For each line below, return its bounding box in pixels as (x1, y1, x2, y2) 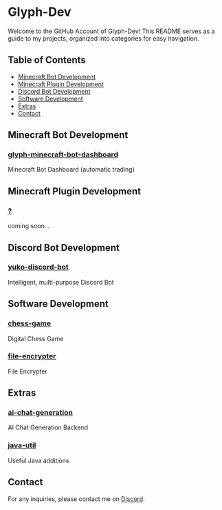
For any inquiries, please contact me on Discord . (8, 494, 145, 503)
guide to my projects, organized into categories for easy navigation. (8, 34, 200, 42)
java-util (8, 440, 36, 450)
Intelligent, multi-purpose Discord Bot (8, 278, 114, 286)
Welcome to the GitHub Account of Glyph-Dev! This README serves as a (8, 27, 215, 35)
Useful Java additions (8, 456, 69, 465)
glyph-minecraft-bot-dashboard (8, 150, 119, 159)
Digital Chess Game (8, 334, 64, 343)
